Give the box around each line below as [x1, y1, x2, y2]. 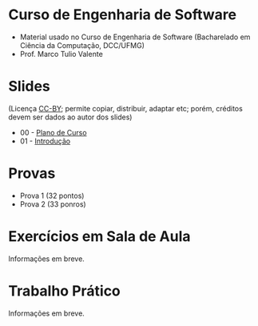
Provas [8, 164, 56, 183]
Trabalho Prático [8, 282, 121, 300]
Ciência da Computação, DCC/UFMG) [19, 40, 145, 50]
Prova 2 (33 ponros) [19, 199, 86, 209]
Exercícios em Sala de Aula [8, 227, 191, 245]
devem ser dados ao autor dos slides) [8, 112, 133, 122]
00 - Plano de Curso [19, 127, 87, 137]
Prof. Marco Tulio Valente [19, 49, 104, 58]
